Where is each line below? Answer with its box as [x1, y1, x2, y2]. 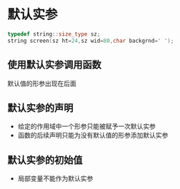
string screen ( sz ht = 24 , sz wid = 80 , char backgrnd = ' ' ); [7, 37, 174, 44]
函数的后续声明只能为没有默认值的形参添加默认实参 [17, 131, 169, 140]
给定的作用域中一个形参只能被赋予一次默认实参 [17, 122, 156, 131]
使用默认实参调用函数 [7, 58, 101, 71]
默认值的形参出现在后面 [7, 79, 76, 88]
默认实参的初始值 [7, 154, 83, 166]
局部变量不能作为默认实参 [17, 174, 94, 183]
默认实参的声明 [7, 101, 74, 114]
